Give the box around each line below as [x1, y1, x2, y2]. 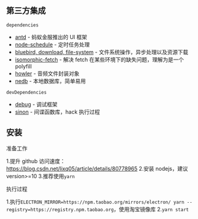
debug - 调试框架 [14, 100, 58, 108]
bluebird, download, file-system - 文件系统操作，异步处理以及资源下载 [14, 48, 188, 55]
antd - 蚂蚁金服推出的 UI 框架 [14, 33, 88, 40]
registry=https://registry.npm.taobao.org [6, 206, 114, 212]
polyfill [14, 63, 32, 70]
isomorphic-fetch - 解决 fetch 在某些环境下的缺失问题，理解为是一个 [14, 56, 184, 63]
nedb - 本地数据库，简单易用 [14, 77, 86, 84]
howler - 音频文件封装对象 [14, 70, 80, 77]
